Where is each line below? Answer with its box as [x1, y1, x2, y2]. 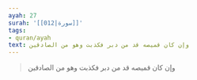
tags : [8, 26, 26, 34]
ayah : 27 [8, 11, 37, 20]
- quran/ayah [8, 33, 51, 42]
